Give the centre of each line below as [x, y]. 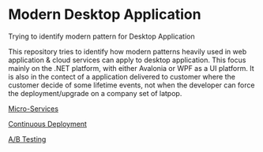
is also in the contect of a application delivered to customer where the [122, 76]
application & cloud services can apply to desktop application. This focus [127, 60]
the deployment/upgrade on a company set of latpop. [95, 93]
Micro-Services [34, 109]
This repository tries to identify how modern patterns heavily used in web [128, 51]
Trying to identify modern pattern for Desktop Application [101, 36]
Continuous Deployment [47, 124]
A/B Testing [27, 139]
